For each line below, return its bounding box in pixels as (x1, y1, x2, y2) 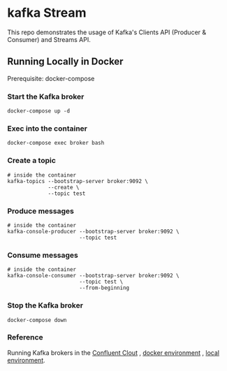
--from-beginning (79, 284, 130, 291)
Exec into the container (7, 124, 87, 133)
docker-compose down (7, 317, 68, 323)
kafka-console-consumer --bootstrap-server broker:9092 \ (7, 272, 180, 279)
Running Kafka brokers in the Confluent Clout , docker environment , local (7, 348, 220, 357)
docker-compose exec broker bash (7, 140, 105, 147)
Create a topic (7, 156, 56, 166)
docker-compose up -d (7, 108, 71, 115)
